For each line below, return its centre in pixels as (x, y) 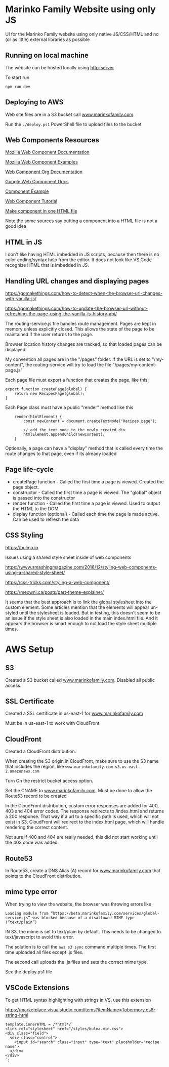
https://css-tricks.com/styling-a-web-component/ (57, 582)
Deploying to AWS (34, 102)
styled (12, 612)
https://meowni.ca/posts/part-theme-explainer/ (55, 592)
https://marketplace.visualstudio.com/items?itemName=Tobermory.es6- (80, 1010)
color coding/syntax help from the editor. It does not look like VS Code (78, 260)
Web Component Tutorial (31, 201)
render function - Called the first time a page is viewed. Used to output (86, 503)
